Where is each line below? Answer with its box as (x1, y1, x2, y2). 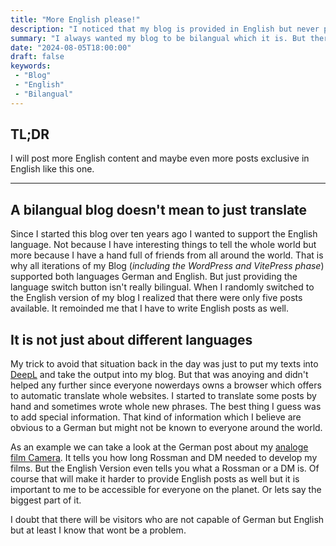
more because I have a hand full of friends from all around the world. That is (10, 249, 324, 261)
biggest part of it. (10, 494, 82, 506)
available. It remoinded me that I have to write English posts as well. (10, 302, 289, 315)
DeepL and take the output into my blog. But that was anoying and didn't (10, 369, 309, 381)
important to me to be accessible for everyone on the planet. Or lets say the (10, 484, 322, 496)
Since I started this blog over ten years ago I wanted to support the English (10, 228, 318, 240)
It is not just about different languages (10, 331, 253, 348)
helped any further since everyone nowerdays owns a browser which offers (10, 379, 322, 391)
